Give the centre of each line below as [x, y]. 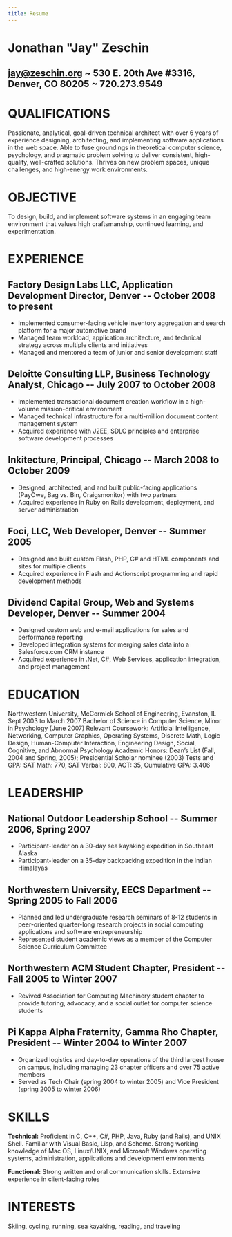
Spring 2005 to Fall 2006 [63, 901]
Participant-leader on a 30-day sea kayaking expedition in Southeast [116, 846]
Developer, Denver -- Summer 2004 [87, 613]
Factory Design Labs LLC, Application [90, 285]
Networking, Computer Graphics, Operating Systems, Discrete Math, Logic [114, 736]
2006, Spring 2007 [49, 829]
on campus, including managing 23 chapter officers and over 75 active [118, 1067]
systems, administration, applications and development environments [107, 1158]
